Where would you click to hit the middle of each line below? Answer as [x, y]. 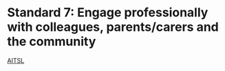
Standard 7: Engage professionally [108, 13]
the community [52, 42]
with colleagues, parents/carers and [113, 27]
